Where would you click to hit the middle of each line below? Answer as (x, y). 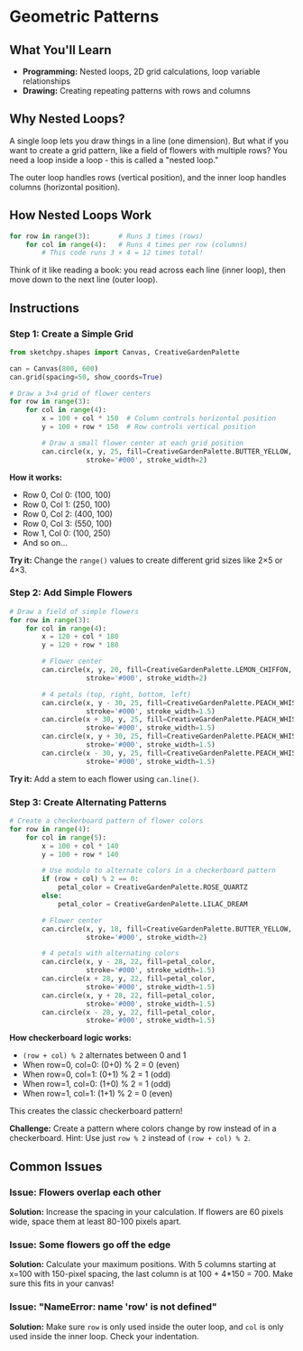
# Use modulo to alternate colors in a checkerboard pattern (159, 871)
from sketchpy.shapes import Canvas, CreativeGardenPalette (125, 352)
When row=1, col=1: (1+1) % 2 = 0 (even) (97, 1094)
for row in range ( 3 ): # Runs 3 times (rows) (106, 236)
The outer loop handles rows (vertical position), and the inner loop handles (148, 177)
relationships (46, 81)
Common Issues (56, 1167)
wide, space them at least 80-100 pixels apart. (96, 1221)
